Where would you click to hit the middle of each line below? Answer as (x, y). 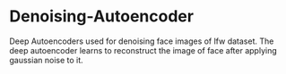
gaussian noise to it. (46, 60)
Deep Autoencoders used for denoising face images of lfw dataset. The (142, 41)
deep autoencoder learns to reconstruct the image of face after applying (143, 50)
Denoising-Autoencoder (102, 16)
